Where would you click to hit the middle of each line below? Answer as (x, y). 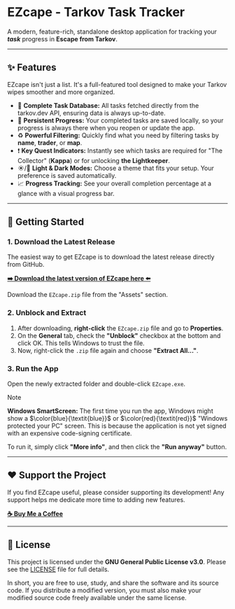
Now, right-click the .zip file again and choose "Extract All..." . (108, 350)
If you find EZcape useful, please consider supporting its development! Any (116, 492)
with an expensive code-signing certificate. (70, 433)
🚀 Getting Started (46, 222)
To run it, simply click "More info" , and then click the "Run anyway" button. (117, 447)
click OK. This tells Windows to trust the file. (81, 343)
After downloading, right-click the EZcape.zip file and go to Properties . (120, 328)
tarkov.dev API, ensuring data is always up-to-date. (91, 113)
